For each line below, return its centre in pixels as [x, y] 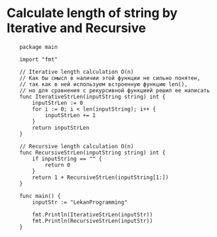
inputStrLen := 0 [57, 103]
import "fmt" [39, 59]
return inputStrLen [61, 128]
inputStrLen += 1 [70, 115]
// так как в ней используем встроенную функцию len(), [104, 84]
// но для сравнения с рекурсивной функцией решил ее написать [115, 90]
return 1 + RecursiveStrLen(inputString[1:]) [101, 177]
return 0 [57, 165]
